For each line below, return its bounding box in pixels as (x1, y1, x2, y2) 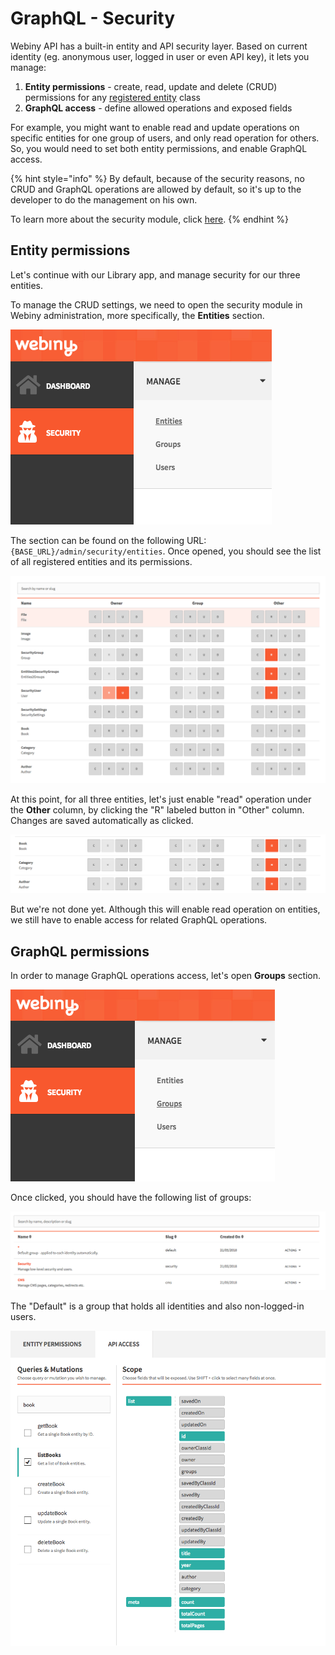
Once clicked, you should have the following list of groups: (10, 1192, 252, 1204)
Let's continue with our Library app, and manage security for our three (10, 268, 301, 281)
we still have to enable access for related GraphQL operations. (10, 914, 268, 926)
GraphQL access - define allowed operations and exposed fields (24, 102, 293, 114)
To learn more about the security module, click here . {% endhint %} (10, 213, 290, 225)
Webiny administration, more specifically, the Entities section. (10, 309, 265, 321)
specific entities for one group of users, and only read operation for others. (10, 132, 320, 144)
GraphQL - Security (10, 7, 176, 30)
